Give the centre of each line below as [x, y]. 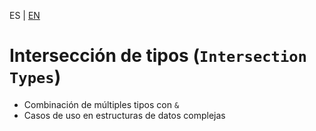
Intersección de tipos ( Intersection [158, 56]
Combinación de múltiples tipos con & [101, 104]
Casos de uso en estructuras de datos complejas [124, 115]
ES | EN [25, 15]
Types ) [35, 77]
